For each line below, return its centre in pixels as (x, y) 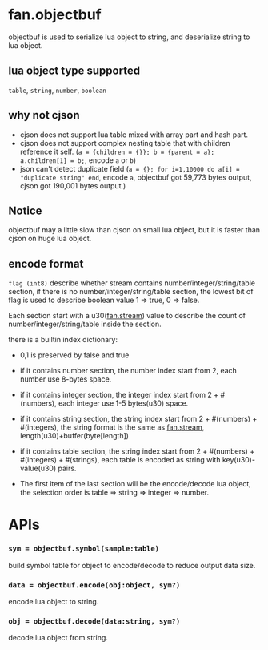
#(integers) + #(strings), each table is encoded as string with (120, 460)
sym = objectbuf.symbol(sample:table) (84, 549)
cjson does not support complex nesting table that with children (125, 143)
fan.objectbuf (55, 15)
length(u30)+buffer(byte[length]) (74, 436)
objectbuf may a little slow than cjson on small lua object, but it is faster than (134, 230)
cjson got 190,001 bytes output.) (73, 185)
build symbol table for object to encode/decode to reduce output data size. (132, 565)
